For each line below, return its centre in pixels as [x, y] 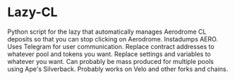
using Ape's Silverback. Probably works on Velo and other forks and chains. [117, 69]
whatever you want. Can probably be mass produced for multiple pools [110, 61]
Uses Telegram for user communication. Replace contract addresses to [111, 46]
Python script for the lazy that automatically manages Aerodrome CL [107, 32]
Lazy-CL [32, 12]
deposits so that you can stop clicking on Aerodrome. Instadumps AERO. [113, 39]
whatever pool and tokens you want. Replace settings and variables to [109, 54]
